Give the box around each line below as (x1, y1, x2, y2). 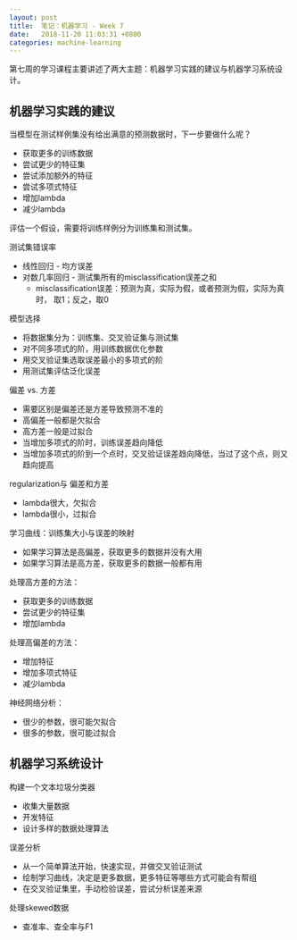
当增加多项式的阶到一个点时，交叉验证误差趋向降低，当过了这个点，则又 (21, 449, 288, 459)
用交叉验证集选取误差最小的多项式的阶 (21, 355, 163, 365)
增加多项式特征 (21, 667, 78, 678)
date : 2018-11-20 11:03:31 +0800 (9, 29, 142, 38)
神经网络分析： (9, 698, 64, 709)
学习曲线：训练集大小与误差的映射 (9, 528, 135, 539)
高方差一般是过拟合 (21, 426, 94, 437)
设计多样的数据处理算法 (21, 823, 109, 834)
